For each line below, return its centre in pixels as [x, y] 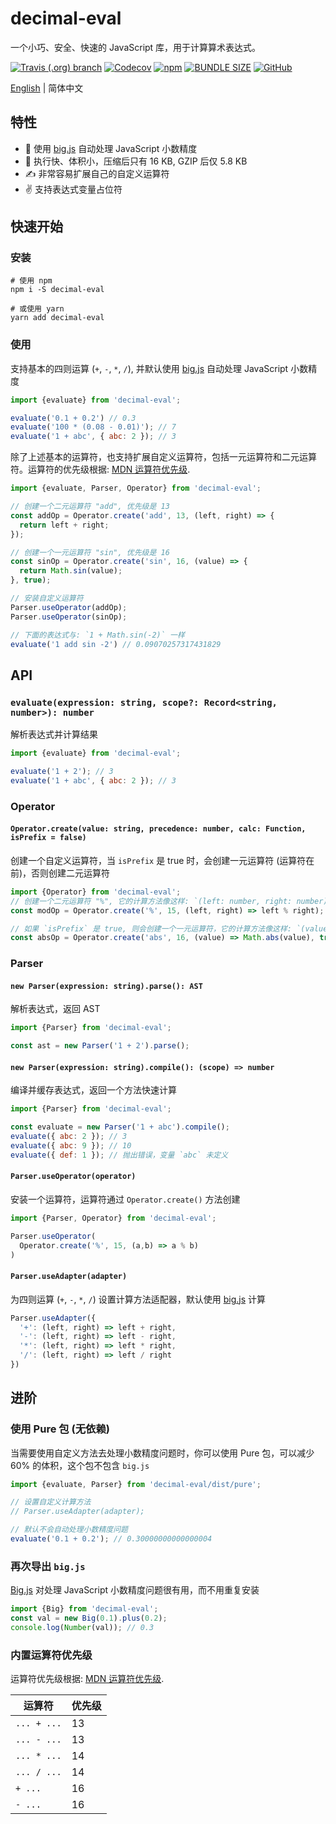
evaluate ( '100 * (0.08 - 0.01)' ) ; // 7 [93, 427]
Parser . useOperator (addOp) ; [69, 607]
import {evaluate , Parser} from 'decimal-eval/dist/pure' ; [136, 1484]
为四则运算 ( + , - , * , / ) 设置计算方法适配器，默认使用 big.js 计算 [138, 1299]
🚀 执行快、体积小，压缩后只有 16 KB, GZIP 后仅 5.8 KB [136, 161]
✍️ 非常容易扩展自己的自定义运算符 [97, 173]
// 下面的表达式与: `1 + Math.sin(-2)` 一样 [97, 635]
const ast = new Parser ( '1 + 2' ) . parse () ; [100, 1046]
